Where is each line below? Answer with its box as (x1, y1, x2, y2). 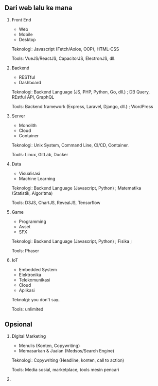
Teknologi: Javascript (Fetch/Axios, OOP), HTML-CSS (11, 46, 120, 52)
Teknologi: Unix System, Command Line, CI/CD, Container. (11, 142, 129, 148)
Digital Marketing (11, 333, 46, 339)
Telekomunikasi (18, 277, 51, 283)
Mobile (18, 31, 33, 37)
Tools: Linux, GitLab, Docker (11, 151, 69, 157)
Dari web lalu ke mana (4, 4, 72, 12)
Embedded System (18, 266, 57, 272)
